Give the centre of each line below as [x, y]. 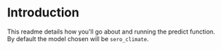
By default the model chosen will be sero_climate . [78, 38]
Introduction [43, 13]
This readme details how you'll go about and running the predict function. [111, 32]
